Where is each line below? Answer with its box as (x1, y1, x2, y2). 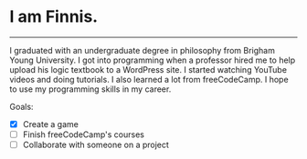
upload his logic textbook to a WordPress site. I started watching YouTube (9, 64, 288, 75)
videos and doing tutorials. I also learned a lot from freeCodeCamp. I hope (9, 74, 290, 84)
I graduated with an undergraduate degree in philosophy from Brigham (9, 45, 276, 55)
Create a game (22, 118, 79, 129)
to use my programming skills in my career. (9, 84, 172, 94)
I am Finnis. (9, 6, 99, 27)
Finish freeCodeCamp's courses (22, 129, 144, 140)
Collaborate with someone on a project (22, 139, 169, 151)
